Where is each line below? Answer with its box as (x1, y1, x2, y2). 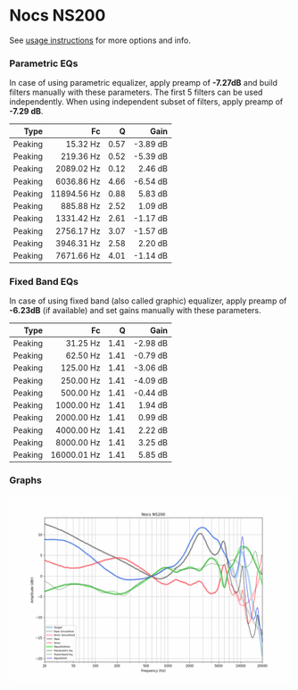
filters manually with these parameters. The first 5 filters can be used (9, 87, 263, 98)
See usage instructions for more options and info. (9, 35, 192, 46)
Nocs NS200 (9, 5, 106, 26)
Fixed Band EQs (9, 275, 79, 287)
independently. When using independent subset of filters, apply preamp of (9, 96, 284, 107)
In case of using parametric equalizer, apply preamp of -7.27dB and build (9, 78, 278, 88)
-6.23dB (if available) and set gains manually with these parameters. (9, 305, 261, 316)
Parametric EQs (9, 57, 79, 70)
